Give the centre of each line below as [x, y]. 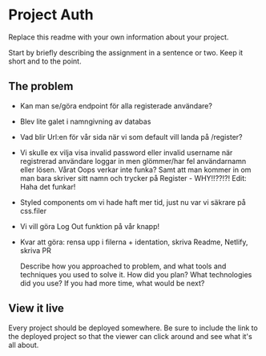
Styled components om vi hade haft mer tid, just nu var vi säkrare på [133, 202]
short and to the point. [45, 61]
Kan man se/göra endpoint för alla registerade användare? [116, 105]
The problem [41, 86]
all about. [24, 345]
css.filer [33, 211]
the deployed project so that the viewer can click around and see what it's [130, 336]
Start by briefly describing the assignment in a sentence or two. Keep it [126, 52]
